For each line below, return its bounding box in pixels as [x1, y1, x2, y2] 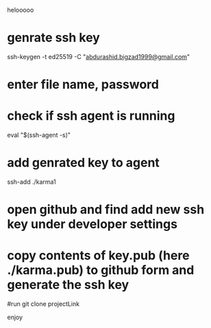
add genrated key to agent [7, 155, 160, 171]
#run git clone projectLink [7, 300, 80, 308]
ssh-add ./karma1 [7, 178, 56, 186]
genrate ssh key [7, 30, 101, 45]
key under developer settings [7, 217, 178, 232]
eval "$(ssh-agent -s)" [7, 131, 71, 140]
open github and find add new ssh [7, 202, 205, 217]
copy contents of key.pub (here [7, 248, 190, 263]
